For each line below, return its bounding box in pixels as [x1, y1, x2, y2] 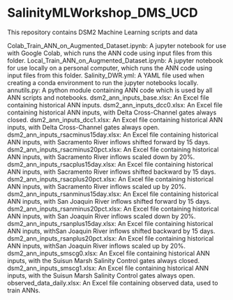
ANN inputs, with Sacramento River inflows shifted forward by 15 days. [7, 137, 211, 146]
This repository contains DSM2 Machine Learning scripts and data [7, 28, 198, 36]
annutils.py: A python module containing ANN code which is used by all [7, 86, 213, 94]
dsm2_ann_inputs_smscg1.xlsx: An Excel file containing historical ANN [7, 264, 209, 272]
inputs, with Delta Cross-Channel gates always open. [7, 123, 160, 131]
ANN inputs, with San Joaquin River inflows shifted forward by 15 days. [7, 197, 211, 205]
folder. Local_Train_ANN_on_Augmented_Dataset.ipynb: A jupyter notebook [7, 56, 223, 64]
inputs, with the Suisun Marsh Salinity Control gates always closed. [7, 256, 200, 264]
